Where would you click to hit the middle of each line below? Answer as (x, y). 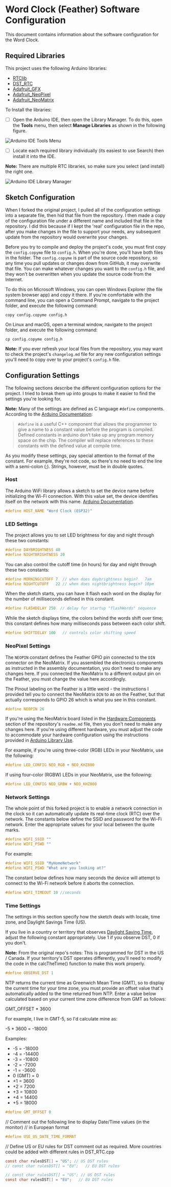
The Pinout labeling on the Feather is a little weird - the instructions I (77, 689)
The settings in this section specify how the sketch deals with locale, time (83, 917)
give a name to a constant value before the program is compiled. (86, 429)
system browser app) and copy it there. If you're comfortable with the (78, 295)
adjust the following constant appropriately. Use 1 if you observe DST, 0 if (82, 937)
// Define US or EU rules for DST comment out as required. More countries (83, 1146)
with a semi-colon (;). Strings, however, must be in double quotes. (75, 466)
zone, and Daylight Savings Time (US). (46, 922)
